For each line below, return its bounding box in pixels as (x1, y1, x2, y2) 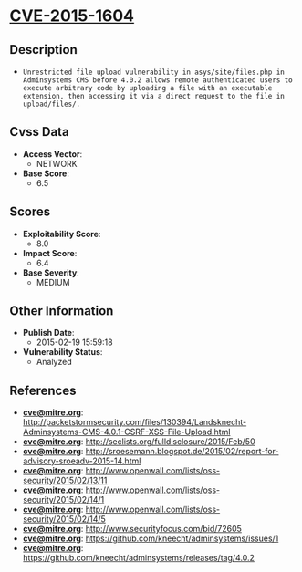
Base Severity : (22, 266, 79, 278)
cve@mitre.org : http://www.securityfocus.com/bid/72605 (22, 524, 242, 535)
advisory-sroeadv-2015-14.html (22, 455, 141, 466)
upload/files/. (22, 99, 81, 109)
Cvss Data (9, 124, 70, 140)
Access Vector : (22, 148, 83, 160)
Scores (9, 204, 51, 220)
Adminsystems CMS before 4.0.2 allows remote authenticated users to (22, 76, 294, 85)
